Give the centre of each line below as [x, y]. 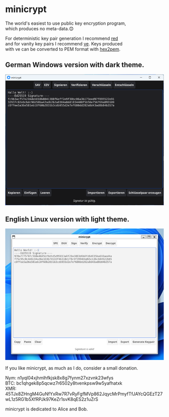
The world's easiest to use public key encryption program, [66, 23]
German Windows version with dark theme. [75, 65]
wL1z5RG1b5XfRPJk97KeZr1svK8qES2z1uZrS [52, 399]
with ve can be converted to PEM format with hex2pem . [63, 49]
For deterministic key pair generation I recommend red [62, 38]
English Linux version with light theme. [67, 219]
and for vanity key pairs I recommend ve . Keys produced [64, 43]
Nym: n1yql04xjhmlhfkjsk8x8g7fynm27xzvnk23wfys [60, 378]
